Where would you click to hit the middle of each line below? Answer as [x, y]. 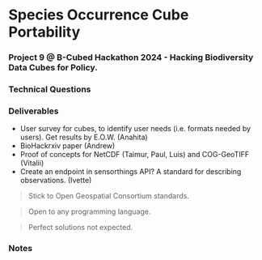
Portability [44, 32]
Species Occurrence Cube [99, 15]
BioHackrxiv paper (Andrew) [68, 146]
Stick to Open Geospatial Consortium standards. [109, 196]
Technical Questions [50, 89]
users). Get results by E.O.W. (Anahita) [84, 137]
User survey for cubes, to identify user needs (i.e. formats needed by [135, 129]
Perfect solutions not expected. [80, 228]
